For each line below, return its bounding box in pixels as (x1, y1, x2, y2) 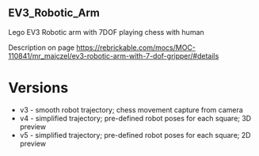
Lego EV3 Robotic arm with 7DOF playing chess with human (8, 27, 204, 36)
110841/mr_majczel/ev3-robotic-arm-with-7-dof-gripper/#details (8, 51, 219, 60)
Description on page (8, 43, 75, 52)
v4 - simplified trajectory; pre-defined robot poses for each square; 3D (19, 113, 252, 123)
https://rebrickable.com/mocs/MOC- (76, 43, 196, 52)
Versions (8, 79, 69, 97)
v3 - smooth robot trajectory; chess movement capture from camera (19, 105, 243, 114)
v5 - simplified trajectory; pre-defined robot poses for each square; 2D (19, 130, 251, 139)
